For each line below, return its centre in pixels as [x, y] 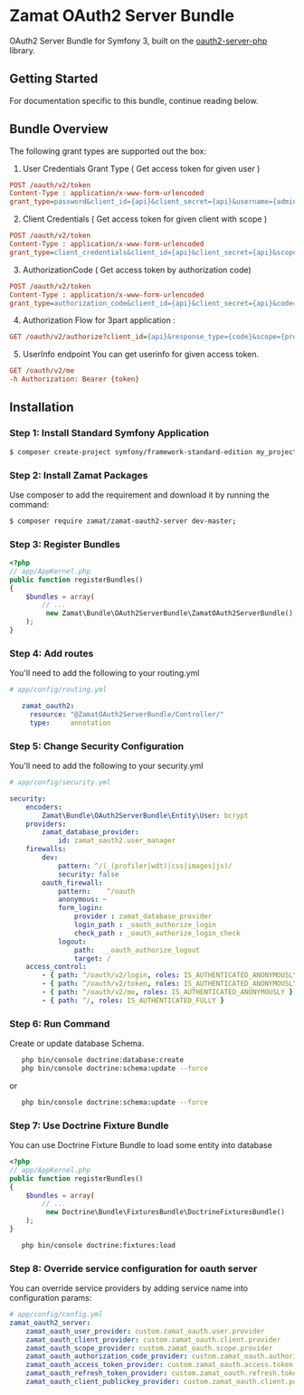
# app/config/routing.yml [58, 690]
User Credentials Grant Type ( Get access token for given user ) [141, 168]
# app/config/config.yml [56, 1314]
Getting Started [54, 79]
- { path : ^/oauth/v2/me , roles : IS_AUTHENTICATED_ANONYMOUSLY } [168, 992]
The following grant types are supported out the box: [108, 151]
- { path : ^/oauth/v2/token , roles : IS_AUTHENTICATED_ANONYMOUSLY [170, 984]
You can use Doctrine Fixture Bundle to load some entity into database [141, 1145]
